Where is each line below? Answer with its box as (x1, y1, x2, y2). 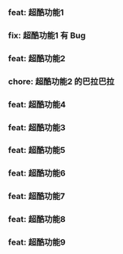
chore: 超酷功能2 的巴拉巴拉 (8, 76, 115, 87)
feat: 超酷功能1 (8, 6, 64, 17)
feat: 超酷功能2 (8, 53, 66, 63)
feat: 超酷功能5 (8, 145, 66, 156)
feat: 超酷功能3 (8, 122, 66, 132)
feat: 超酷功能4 (8, 99, 67, 110)
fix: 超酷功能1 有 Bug (8, 30, 86, 41)
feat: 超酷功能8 (8, 214, 66, 225)
